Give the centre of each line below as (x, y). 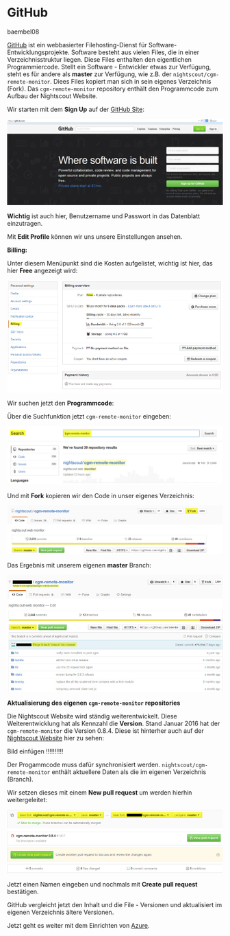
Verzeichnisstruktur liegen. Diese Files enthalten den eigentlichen (99, 59)
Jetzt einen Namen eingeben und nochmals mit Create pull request (102, 884)
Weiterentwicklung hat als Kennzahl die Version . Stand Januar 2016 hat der (114, 723)
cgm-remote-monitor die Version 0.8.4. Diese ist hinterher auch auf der (105, 730)
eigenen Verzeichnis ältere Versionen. (61, 912)
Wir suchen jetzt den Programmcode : (61, 403)
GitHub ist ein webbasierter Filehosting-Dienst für (77, 45)
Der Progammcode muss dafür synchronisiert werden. (84, 764)
